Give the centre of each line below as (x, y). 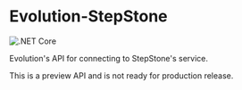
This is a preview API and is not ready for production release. (121, 75)
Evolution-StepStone (88, 16)
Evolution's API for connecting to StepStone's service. (108, 58)
